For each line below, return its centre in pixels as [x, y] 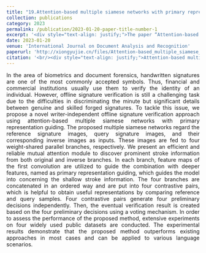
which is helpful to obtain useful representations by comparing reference [103, 192]
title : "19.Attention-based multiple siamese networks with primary [96, 12]
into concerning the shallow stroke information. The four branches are [103, 179]
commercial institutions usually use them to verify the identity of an [103, 88]
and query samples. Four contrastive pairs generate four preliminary [103, 198]
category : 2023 [26, 23]
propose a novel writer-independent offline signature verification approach [103, 114]
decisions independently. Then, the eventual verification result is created [103, 205]
